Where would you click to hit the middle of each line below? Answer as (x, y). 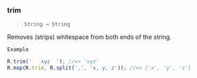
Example (18, 50)
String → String (47, 25)
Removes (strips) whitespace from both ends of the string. (90, 37)
